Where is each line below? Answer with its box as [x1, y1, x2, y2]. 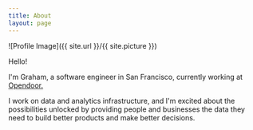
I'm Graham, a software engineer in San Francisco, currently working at [8, 72, 243, 81]
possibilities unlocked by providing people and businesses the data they [8, 104, 246, 114]
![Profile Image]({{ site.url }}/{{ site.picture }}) [8, 41, 157, 50]
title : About [8, 11, 52, 20]
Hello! [8, 57, 28, 66]
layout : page [8, 19, 52, 27]
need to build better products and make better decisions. [8, 112, 196, 122]
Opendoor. [8, 81, 44, 90]
